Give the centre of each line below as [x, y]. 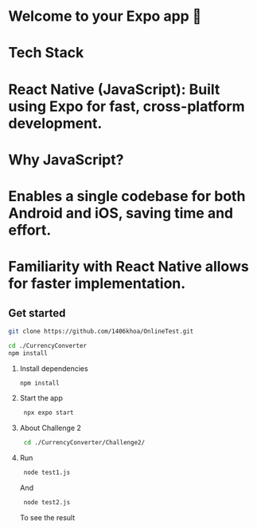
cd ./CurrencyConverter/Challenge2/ [84, 443]
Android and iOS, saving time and [121, 213]
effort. [30, 230]
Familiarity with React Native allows [128, 267]
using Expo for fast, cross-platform [127, 106]
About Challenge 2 [51, 428]
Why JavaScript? [66, 160]
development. [55, 123]
